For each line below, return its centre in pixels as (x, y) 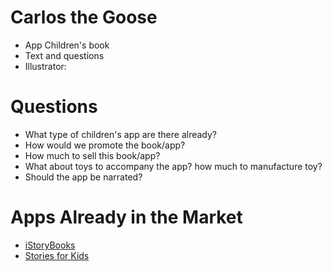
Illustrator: (45, 66)
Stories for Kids (57, 255)
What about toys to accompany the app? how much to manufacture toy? (173, 166)
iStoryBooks (50, 245)
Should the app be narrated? (83, 177)
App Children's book (67, 45)
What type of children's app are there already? (120, 134)
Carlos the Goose (84, 17)
